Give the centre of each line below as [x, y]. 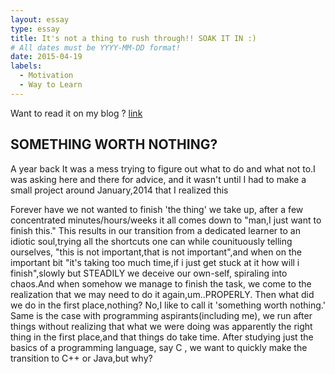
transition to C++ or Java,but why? [81, 358]
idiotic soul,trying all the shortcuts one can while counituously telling [151, 241]
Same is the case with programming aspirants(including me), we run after [161, 315]
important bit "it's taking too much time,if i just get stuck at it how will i [155, 262]
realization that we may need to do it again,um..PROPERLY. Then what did [162, 294]
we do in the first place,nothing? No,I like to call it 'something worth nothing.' [168, 305]
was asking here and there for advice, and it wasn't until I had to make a [158, 179]
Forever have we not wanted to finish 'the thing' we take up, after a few [157, 209]
